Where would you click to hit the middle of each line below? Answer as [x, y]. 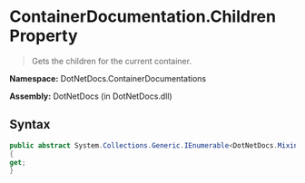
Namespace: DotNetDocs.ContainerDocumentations [108, 78]
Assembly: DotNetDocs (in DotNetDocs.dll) [91, 96]
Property [44, 36]
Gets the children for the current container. [112, 61]
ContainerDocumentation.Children [143, 17]
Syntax [30, 125]
